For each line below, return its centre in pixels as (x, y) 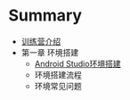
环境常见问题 (58, 86)
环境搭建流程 (58, 75)
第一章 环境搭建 (50, 52)
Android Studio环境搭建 (77, 63)
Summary (45, 16)
